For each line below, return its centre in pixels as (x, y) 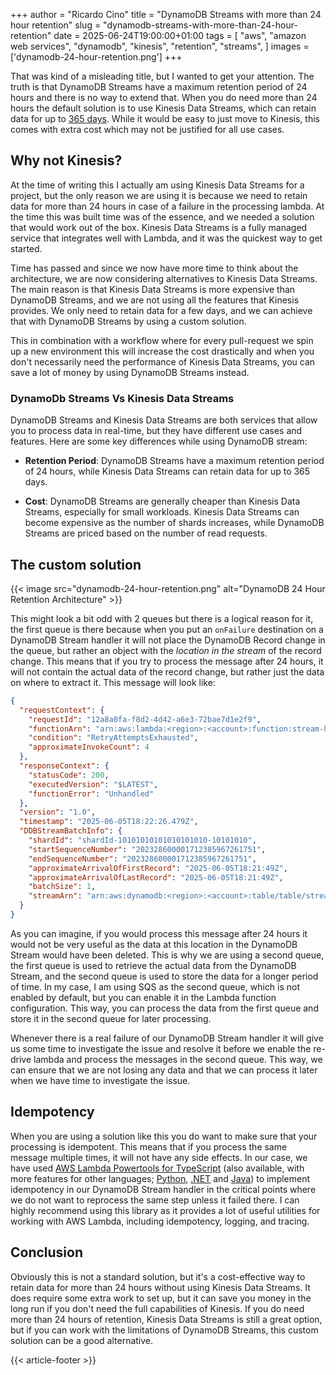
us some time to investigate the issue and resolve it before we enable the (161, 1048)
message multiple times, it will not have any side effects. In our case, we (159, 1157)
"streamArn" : (55, 896)
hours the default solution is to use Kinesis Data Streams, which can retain (163, 108)
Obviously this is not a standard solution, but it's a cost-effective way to (158, 1276)
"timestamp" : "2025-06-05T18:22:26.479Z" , (109, 822)
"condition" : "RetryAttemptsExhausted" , (113, 738)
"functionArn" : (60, 729)
